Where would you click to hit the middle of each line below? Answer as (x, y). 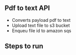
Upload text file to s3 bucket (41, 25)
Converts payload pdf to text (41, 20)
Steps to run (24, 46)
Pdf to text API (27, 8)
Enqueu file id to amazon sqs (41, 30)
